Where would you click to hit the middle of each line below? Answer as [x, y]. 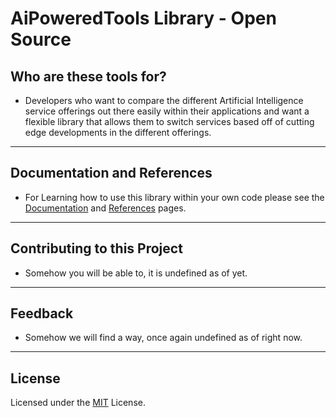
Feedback [42, 313]
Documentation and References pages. [105, 208]
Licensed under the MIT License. [78, 403]
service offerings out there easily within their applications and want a [167, 111]
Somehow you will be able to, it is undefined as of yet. [136, 273]
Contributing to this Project [96, 248]
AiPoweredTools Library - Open [143, 18]
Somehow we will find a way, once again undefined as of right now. [163, 338]
